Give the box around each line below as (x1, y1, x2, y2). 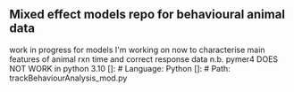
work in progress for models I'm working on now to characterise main (9, 44, 265, 55)
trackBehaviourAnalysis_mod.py (9, 73, 128, 83)
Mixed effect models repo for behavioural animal (9, 7, 286, 22)
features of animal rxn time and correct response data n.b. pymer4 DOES (9, 53, 279, 65)
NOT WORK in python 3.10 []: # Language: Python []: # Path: (9, 63, 231, 73)
